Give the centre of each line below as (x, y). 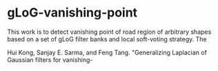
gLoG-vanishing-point (72, 13)
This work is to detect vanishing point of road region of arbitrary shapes (109, 32)
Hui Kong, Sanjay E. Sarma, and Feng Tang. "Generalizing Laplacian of (107, 52)
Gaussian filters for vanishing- (50, 59)
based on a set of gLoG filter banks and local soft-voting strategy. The (107, 39)
